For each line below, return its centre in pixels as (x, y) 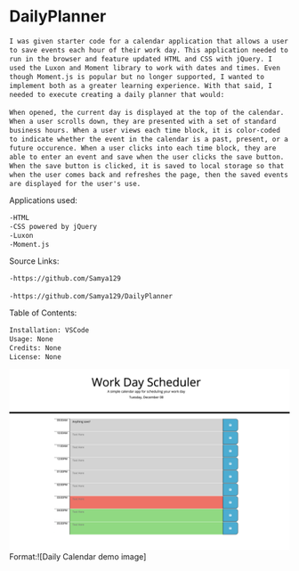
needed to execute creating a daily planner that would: (117, 94)
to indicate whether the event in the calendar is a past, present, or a (149, 139)
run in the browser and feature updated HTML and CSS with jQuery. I (141, 59)
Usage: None (31, 339)
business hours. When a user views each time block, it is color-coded (145, 130)
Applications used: (43, 200)
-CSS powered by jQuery (53, 226)
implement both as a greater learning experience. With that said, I (141, 86)
